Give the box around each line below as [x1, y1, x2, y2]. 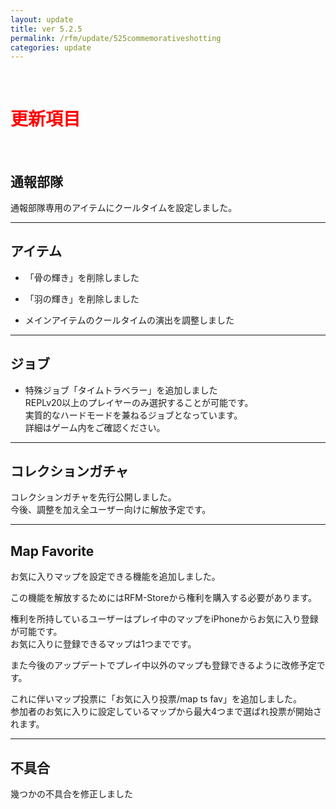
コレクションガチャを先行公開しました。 [10, 491, 177, 503]
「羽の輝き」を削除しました [24, 292, 140, 305]
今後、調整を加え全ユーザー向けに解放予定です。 [10, 504, 212, 516]
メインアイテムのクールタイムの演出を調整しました [24, 314, 235, 326]
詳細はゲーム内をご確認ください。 [24, 421, 166, 433]
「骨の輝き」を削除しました [24, 271, 140, 283]
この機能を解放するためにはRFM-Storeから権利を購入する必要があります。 [10, 592, 317, 604]
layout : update [10, 14, 74, 25]
